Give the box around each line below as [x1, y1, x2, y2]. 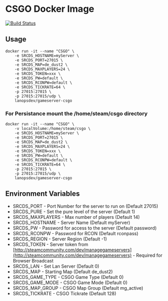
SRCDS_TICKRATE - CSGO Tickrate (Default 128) [12, 290, 117, 296]
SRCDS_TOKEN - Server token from [12, 241, 88, 247]
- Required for [133, 252, 163, 258]
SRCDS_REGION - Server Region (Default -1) [12, 236, 107, 242]
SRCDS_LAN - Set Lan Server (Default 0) [12, 263, 100, 269]
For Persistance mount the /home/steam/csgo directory [5, 110, 148, 117]
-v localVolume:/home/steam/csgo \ [14, 126, 91, 131]
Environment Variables [5, 190, 80, 198]
